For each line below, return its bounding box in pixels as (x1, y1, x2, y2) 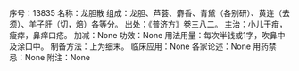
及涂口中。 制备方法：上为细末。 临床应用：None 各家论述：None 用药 (9, 41, 270, 51)
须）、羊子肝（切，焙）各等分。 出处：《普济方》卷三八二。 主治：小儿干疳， (9, 19, 287, 29)
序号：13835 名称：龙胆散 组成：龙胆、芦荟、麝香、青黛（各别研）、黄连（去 (9, 8, 290, 18)
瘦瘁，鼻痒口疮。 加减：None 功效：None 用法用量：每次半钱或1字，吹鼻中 (9, 30, 286, 40)
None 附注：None (24, 52, 91, 62)
